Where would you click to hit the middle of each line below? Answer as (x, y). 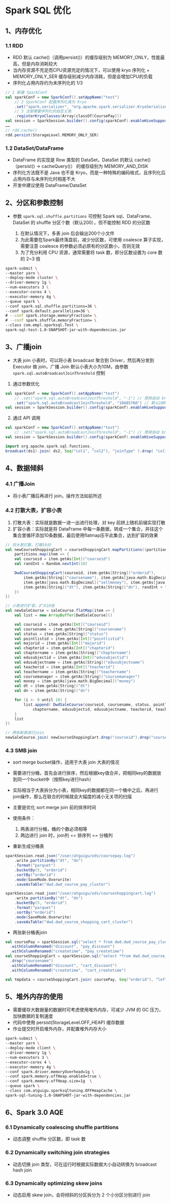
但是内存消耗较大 (39, 64)
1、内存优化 (24, 31)
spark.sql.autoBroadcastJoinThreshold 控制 (59, 373)
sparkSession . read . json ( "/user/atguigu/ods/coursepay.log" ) (70, 856)
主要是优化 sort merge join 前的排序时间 (54, 807)
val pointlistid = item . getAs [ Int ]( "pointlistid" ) (69, 639)
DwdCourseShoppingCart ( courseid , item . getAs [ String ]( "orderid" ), (85, 573)
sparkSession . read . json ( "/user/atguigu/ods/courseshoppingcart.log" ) (81, 893)
